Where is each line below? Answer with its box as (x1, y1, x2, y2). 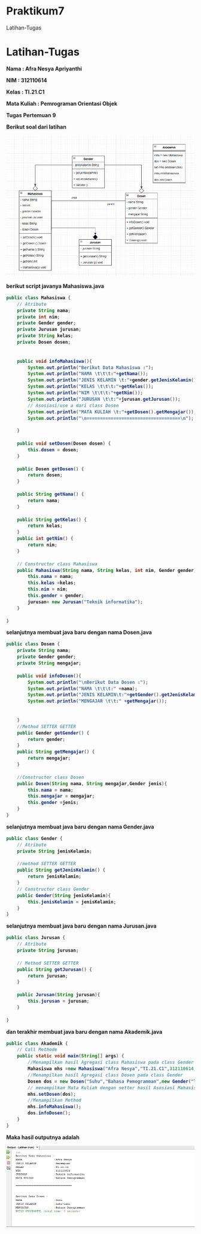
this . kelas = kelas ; (28, 580, 77, 586)
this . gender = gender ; (28, 593, 84, 599)
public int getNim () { (17, 536, 74, 542)
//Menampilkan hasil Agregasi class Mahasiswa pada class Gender (28, 1059, 194, 1066)
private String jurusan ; (17, 947, 79, 953)
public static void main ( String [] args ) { (17, 1053, 124, 1059)
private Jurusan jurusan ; (17, 326, 82, 333)
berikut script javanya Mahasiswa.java (6, 282, 105, 290)
